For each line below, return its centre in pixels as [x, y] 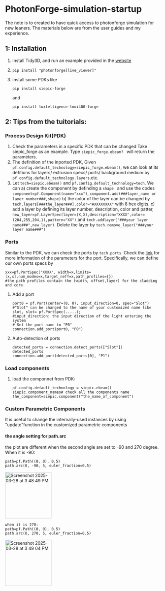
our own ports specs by [29, 263]
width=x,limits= [75, 272]
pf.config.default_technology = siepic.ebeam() [62, 388]
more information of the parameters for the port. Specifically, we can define [82, 258]
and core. [15, 285]
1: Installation [26, 48]
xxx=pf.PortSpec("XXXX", [31, 272]
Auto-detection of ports [36, 338]
